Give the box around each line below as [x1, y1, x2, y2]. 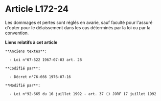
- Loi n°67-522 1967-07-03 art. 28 [9, 57, 82, 62]
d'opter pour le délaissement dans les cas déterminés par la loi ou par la [5, 24, 151, 30]
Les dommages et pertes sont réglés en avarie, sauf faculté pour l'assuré [5, 20, 153, 25]
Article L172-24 [5, 3, 69, 15]
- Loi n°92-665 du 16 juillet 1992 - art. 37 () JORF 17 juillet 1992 [9, 91, 157, 96]
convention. [5, 30, 29, 36]
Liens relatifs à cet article [5, 39, 58, 45]
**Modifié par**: [5, 83, 41, 88]
